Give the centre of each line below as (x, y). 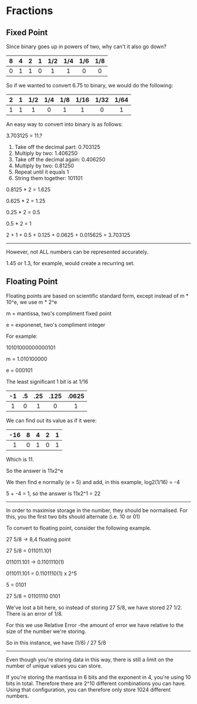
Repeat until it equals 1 (42, 172)
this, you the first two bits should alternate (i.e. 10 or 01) (73, 516)
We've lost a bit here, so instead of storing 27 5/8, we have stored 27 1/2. (94, 607)
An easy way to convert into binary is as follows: (64, 124)
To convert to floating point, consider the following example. (79, 528)
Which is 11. (20, 459)
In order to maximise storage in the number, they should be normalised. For (97, 510)
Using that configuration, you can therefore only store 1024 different (89, 689)
